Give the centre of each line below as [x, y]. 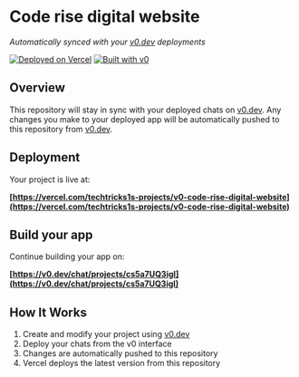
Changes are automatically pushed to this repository [120, 353]
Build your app [51, 234]
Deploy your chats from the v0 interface [97, 344]
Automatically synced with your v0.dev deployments [107, 42]
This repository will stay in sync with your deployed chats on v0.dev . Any [145, 110]
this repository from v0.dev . [61, 129]
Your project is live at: [50, 179]
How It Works [48, 312]
